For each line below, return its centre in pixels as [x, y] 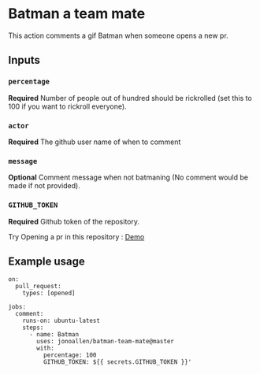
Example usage [46, 261]
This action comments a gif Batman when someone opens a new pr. [118, 35]
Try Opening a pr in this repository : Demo [76, 236]
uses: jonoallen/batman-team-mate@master [106, 342]
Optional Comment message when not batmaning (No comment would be [128, 177]
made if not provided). [44, 186]
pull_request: [38, 287]
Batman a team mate [77, 14]
